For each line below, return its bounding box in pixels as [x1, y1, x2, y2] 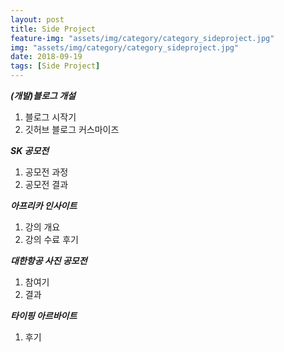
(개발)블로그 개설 [10, 90, 76, 101]
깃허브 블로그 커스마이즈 [24, 124, 120, 135]
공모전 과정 [24, 166, 69, 178]
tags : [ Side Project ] [10, 61, 101, 71]
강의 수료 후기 [24, 234, 79, 245]
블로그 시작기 [24, 111, 77, 123]
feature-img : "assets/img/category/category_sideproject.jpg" [10, 33, 275, 43]
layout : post [10, 14, 65, 25]
